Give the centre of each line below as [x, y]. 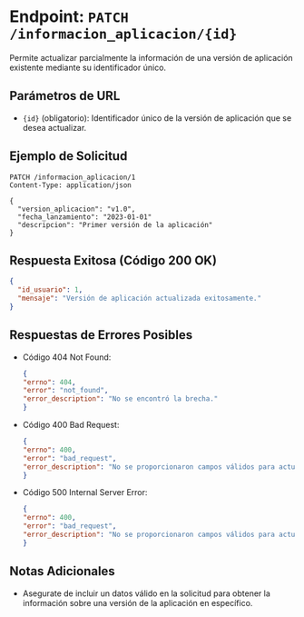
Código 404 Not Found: [67, 357]
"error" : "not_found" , [65, 391]
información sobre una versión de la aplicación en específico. [137, 602]
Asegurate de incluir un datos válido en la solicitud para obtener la [146, 593]
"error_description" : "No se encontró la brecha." [120, 399]
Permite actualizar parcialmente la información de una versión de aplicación [151, 57]
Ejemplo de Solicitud [69, 156]
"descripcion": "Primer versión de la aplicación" [115, 224]
